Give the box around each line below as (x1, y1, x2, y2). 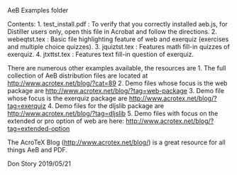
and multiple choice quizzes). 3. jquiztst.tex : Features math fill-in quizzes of (7, 43, 231, 51)
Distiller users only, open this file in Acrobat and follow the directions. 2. (7, 28, 218, 36)
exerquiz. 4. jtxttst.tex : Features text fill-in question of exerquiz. (7, 50, 194, 58)
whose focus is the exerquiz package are (7, 94, 128, 102)
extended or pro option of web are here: (7, 117, 125, 125)
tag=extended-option (7, 124, 70, 132)
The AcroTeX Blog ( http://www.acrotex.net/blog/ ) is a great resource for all (7, 138, 226, 147)
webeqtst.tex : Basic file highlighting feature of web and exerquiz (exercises (7, 35, 229, 43)
